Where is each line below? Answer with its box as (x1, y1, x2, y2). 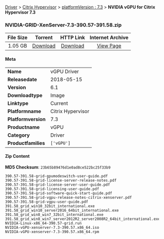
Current (50, 100, 68, 107)
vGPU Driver (50, 68, 79, 75)
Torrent (35, 34, 53, 41)
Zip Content (5, 153, 30, 159)
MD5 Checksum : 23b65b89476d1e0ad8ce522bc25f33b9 (5, 164, 111, 170)
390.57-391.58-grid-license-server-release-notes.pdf (5, 178, 117, 183)
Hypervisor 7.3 (5, 9, 36, 15)
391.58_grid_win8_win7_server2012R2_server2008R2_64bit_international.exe (5, 216, 161, 221)
